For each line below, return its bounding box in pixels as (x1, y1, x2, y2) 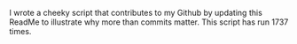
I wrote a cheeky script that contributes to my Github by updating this (9, 8, 263, 18)
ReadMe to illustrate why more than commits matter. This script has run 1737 (9, 17, 289, 27)
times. (9, 26, 32, 36)
